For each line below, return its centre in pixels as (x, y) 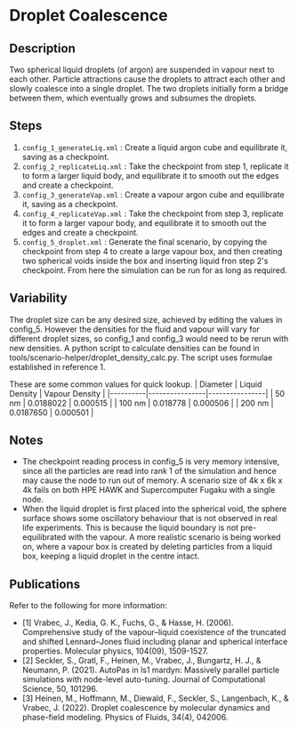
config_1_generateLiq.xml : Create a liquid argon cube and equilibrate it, (154, 147)
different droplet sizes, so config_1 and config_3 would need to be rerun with (149, 338)
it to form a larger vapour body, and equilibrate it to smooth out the (144, 222)
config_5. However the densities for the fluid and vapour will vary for (135, 329)
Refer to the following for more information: (88, 606)
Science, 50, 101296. (60, 689)
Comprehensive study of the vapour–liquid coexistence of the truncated (154, 632)
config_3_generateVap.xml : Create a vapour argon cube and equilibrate (153, 194)
